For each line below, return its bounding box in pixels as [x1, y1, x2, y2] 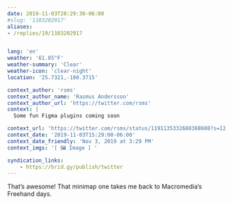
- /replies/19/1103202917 [7, 29, 82, 37]
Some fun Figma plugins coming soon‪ [13, 113, 120, 120]
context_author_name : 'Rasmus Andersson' [7, 93, 130, 100]
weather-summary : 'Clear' [7, 61, 82, 68]
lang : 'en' [7, 48, 39, 56]
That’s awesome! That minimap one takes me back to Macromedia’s [7, 182, 202, 191]
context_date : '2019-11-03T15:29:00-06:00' [7, 131, 136, 138]
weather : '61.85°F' [7, 55, 64, 62]
